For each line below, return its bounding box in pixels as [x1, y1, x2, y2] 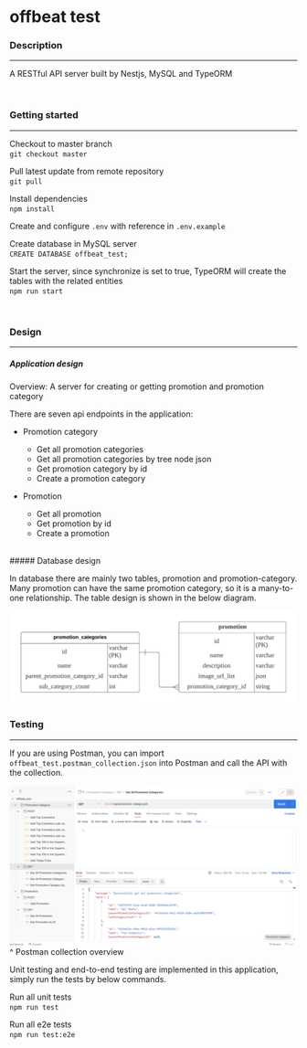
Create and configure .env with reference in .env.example [9, 220, 226, 231]
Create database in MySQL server [9, 238, 137, 249]
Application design [9, 358, 84, 369]
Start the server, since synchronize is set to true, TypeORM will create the [9, 265, 287, 276]
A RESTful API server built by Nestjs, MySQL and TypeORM [9, 69, 233, 79]
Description [9, 39, 63, 52]
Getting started [9, 109, 79, 122]
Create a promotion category [36, 473, 146, 484]
